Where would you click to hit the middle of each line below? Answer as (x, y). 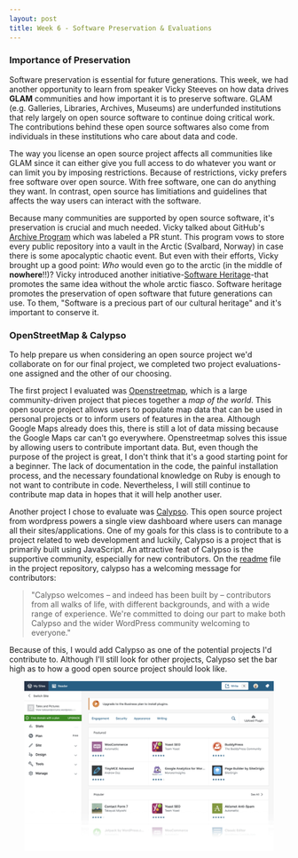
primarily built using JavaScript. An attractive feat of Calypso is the (132, 550)
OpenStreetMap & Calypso (68, 335)
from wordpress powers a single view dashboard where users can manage (145, 521)
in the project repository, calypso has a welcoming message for (125, 568)
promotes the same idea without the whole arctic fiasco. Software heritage (145, 283)
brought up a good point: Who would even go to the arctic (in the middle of (146, 265)
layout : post (33, 19)
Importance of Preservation (70, 60)
